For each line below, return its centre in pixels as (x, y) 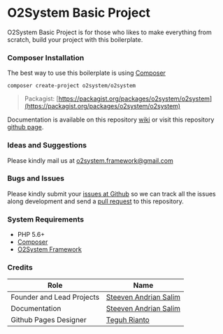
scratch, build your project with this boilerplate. (75, 39)
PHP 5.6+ (31, 235)
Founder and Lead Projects (55, 297)
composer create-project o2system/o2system (72, 86)
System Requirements (46, 219)
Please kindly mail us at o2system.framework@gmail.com (90, 160)
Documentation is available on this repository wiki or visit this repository (111, 119)
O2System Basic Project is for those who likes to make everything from (109, 32)
